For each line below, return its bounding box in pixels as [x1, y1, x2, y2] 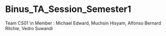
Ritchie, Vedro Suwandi [5, 25, 53, 31]
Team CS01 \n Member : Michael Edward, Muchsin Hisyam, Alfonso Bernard [5, 20, 161, 26]
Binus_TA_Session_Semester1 [5, 3, 131, 15]
